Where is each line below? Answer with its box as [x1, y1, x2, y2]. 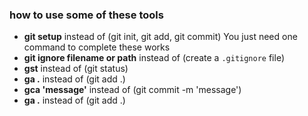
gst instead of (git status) [23, 63, 129, 75]
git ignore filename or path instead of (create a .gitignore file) [23, 52, 286, 64]
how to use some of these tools [9, 8, 164, 22]
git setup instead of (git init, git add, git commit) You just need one [23, 31, 298, 43]
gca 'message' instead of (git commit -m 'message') [23, 84, 242, 96]
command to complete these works [23, 41, 171, 53]
